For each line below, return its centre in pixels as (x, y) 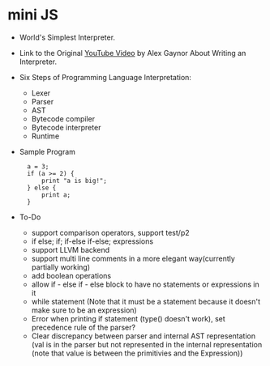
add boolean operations (71, 275)
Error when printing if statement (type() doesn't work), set (129, 318)
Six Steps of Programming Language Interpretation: (105, 77)
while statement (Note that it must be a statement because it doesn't (146, 301)
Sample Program (47, 151)
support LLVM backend (71, 249)
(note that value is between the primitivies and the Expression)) (137, 353)
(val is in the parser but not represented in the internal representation (147, 344)
